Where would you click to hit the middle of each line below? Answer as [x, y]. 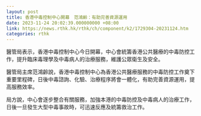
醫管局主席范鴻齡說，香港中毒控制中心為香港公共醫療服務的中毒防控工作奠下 [100, 72]
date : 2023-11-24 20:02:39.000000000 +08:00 [63, 23]
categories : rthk [28, 34]
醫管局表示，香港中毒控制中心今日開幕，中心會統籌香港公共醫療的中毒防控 [98, 52]
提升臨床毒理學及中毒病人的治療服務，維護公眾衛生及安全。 [90, 59]
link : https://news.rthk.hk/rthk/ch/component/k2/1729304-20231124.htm [97, 28]
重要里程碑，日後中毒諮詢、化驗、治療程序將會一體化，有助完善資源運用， [98, 80]
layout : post [22, 12]
